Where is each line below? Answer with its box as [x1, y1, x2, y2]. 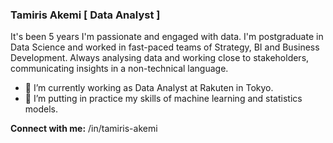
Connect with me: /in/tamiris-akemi [10, 123, 158, 135]
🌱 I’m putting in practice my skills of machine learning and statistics [24, 93, 303, 105]
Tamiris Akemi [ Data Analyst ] [10, 8, 161, 22]
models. [24, 103, 59, 115]
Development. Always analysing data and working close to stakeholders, [10, 52, 310, 64]
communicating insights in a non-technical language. [10, 63, 229, 75]
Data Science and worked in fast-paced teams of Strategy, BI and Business [10, 41, 320, 53]
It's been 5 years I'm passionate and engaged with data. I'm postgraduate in [10, 31, 324, 43]
